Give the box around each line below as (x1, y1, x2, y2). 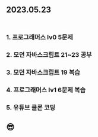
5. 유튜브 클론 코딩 (6, 103, 55, 111)
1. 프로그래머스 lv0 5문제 (6, 33, 73, 41)
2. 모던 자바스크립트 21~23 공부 (6, 51, 92, 59)
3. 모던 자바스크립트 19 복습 (6, 68, 80, 77)
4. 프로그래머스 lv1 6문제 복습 (6, 86, 86, 95)
